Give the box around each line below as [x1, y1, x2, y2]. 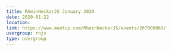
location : [6, 19, 31, 25]
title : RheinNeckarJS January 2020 [6, 8, 95, 15]
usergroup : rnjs [6, 30, 46, 36]
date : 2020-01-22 [6, 14, 49, 20]
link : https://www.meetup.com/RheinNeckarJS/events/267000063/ [6, 25, 167, 31]
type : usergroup [6, 36, 46, 42]
